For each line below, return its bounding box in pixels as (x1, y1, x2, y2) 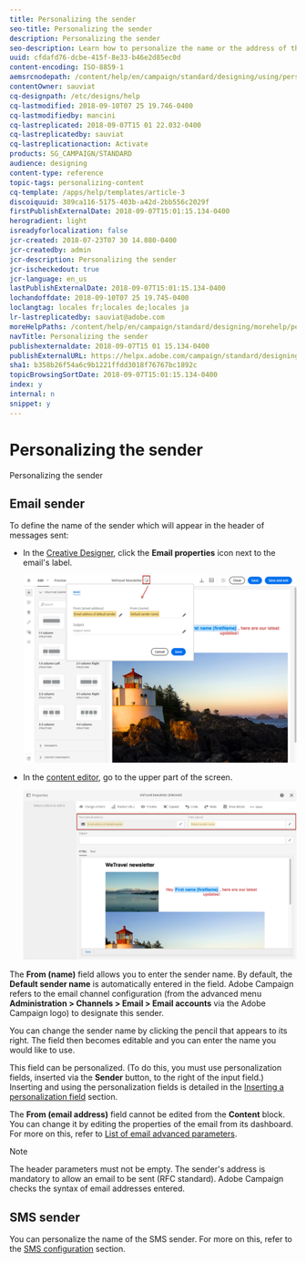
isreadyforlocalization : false (9, 226, 128, 236)
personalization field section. (9, 1092, 118, 1103)
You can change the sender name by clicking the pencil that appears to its (9, 1025, 288, 1036)
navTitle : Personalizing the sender (9, 332, 148, 341)
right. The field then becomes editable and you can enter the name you (9, 1035, 277, 1046)
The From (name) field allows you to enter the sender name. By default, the (9, 969, 293, 980)
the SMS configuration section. (9, 1243, 126, 1254)
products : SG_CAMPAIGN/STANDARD (9, 149, 132, 159)
